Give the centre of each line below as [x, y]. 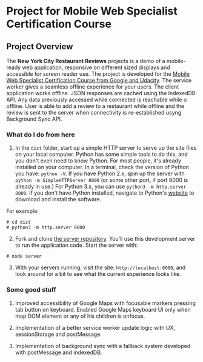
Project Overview [40, 46]
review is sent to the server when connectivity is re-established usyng [94, 112]
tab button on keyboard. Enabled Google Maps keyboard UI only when [103, 309]
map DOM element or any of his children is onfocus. [80, 316]
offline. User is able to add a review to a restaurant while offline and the [95, 106]
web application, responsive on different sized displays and [96, 67]
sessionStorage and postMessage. [58, 334]
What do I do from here [41, 135]
